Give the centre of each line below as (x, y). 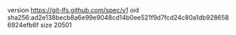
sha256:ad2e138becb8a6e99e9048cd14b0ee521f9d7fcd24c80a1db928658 (118, 17)
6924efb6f (23, 25)
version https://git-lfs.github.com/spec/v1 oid (73, 10)
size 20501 (56, 25)
